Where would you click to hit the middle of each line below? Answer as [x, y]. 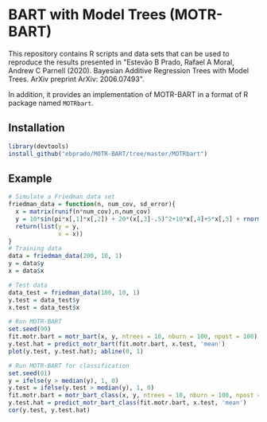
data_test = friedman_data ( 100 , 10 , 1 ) [74, 292]
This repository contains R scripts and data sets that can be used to [119, 53]
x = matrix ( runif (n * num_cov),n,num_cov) [83, 212]
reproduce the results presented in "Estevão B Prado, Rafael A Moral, [121, 62]
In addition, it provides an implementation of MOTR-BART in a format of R [128, 94]
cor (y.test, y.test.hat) [49, 410]
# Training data [35, 248]
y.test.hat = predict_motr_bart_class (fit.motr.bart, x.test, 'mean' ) [128, 403]
